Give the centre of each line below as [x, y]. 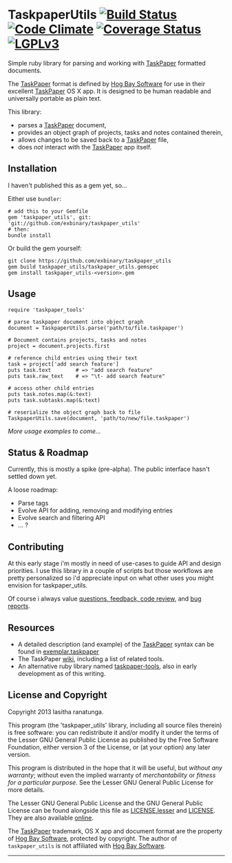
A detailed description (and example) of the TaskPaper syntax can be [116, 644]
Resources [31, 628]
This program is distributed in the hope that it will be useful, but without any [115, 767]
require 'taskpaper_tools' [46, 310]
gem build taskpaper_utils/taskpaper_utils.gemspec [83, 267]
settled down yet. [32, 477]
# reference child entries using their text [73, 358]
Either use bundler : [34, 198]
